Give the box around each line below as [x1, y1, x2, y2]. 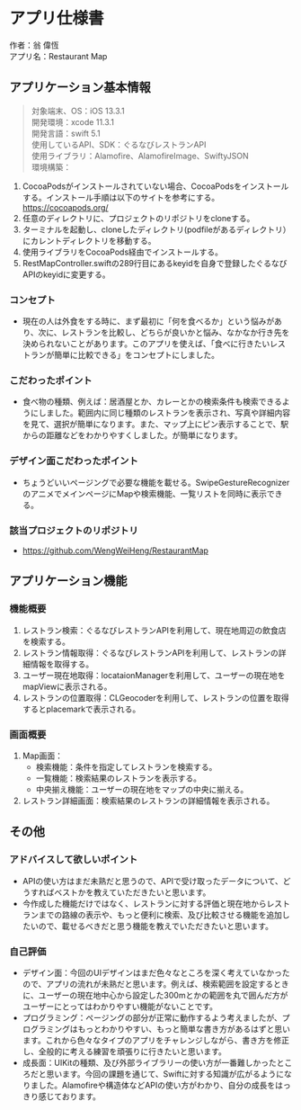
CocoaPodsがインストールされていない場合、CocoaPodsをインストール [22, 181, 289, 192]
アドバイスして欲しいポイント [9, 854, 138, 866]
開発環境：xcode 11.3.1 [31, 116, 115, 127]
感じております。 [38, 1090, 101, 1102]
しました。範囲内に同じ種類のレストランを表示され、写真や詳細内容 [38, 407, 290, 418]
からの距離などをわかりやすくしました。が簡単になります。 [22, 430, 243, 441]
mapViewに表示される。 [22, 681, 112, 692]
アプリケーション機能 [9, 573, 128, 589]
